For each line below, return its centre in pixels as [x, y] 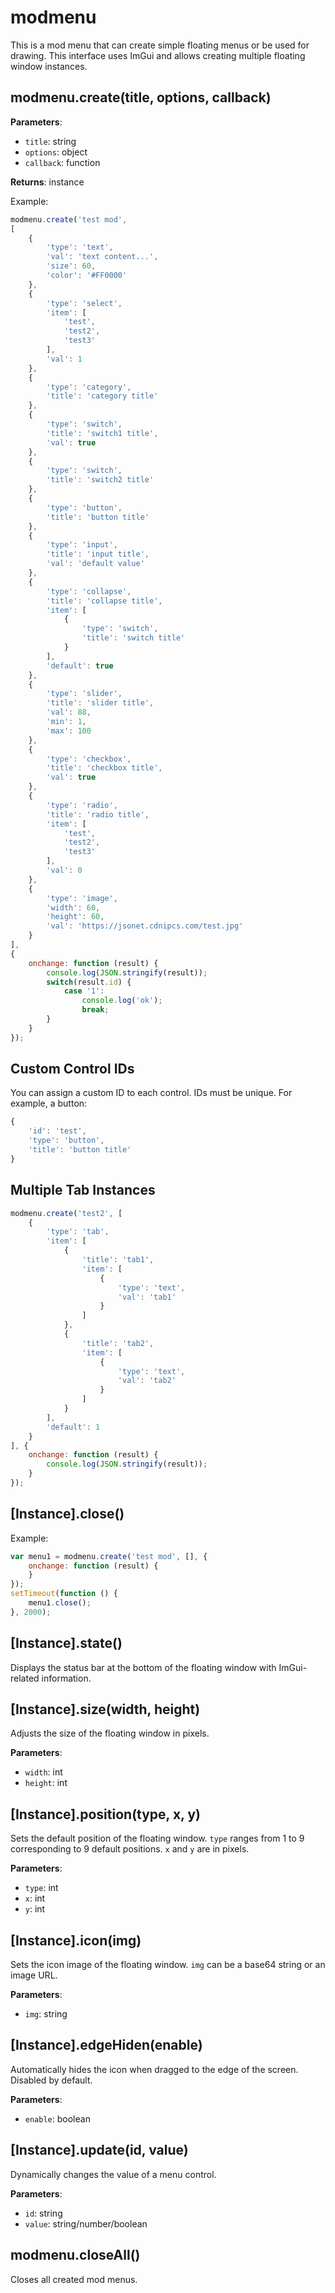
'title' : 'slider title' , [100, 703]
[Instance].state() [66, 1643]
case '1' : [84, 991]
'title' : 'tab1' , [118, 1260]
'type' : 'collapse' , [89, 591]
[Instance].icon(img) [76, 1940]
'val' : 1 [64, 359]
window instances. [49, 66]
